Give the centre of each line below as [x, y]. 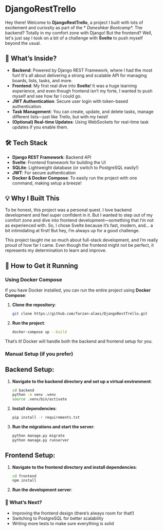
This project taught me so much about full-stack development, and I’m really [81, 240]
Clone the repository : [34, 305]
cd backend [23, 390]
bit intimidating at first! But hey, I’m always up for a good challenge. [72, 231]
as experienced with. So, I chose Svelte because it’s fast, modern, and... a [79, 225]
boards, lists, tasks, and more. [42, 80]
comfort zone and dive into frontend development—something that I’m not [80, 220]
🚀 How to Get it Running [42, 265]
